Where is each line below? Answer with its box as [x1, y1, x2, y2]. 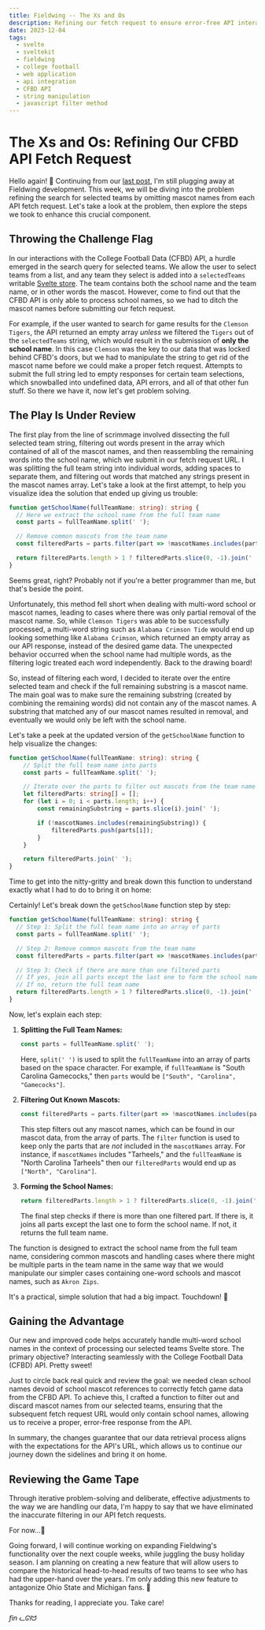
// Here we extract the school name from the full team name [16, 511, 221, 519]
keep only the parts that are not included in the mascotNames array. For [20, 1141, 246, 1151]
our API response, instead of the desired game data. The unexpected [9, 641, 233, 650]
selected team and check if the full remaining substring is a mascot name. [9, 681, 248, 690]
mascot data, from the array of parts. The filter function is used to [20, 1133, 240, 1142]
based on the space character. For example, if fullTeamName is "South [20, 1062, 245, 1072]
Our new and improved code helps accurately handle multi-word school [9, 1335, 242, 1345]
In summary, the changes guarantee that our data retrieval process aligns [9, 1433, 247, 1442]
